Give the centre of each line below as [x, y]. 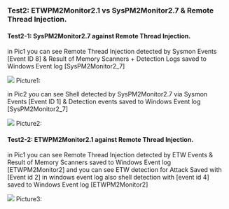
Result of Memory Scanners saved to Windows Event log [89, 162]
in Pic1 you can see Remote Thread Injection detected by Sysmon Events [112, 52]
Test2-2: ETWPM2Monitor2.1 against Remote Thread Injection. [100, 139]
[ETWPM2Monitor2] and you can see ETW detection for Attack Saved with [114, 170]
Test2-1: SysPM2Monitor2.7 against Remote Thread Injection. [99, 36]
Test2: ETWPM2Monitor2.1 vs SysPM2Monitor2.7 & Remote [111, 10]
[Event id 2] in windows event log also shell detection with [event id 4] [109, 178]
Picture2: [29, 124]
